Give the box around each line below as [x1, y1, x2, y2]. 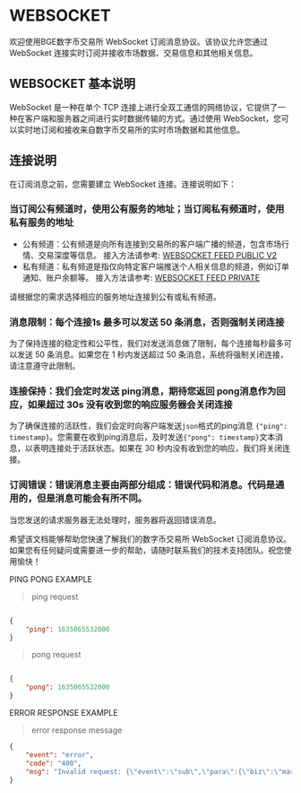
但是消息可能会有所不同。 [37, 492, 148, 505]
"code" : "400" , [25, 759, 82, 768]
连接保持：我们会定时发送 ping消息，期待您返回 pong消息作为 [9, 385, 277, 397]
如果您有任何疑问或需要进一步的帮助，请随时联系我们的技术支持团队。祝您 [9, 545, 284, 555]
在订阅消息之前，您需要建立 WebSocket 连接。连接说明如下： [9, 179, 237, 189]
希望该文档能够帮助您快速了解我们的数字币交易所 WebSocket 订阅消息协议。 [9, 533, 292, 544]
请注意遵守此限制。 [9, 361, 81, 371]
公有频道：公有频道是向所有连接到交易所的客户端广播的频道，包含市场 [21, 239, 282, 249]
